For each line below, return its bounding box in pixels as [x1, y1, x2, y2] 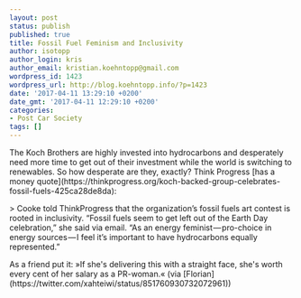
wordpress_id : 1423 [9, 72, 83, 81]
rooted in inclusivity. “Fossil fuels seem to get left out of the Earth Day [9, 213, 269, 223]
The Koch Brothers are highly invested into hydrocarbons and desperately [9, 147, 284, 158]
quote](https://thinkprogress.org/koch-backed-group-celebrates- [36, 176, 281, 186]
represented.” [9, 241, 60, 252]
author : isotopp [9, 47, 70, 56]
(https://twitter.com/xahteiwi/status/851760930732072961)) [9, 278, 232, 289]
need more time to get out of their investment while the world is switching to [9, 157, 293, 167]
